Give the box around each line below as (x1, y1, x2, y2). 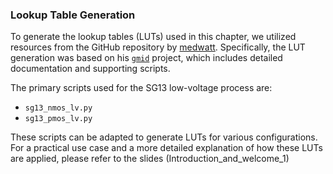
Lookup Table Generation (10, 8, 136, 22)
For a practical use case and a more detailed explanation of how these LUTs (10, 142, 323, 154)
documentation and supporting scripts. (10, 63, 171, 75)
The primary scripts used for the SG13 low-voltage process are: (10, 82, 273, 94)
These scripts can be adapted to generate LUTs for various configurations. (10, 131, 318, 143)
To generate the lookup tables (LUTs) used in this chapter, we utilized (10, 31, 297, 43)
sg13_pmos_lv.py (24, 114, 93, 124)
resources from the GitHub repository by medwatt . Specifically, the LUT (10, 41, 306, 53)
